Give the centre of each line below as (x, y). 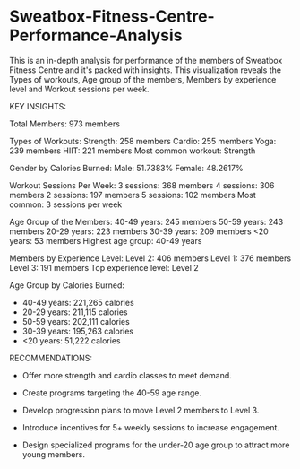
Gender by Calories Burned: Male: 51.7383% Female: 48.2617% (126, 168)
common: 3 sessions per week (66, 204)
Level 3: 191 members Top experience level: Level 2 (104, 267)
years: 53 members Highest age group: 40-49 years (106, 240)
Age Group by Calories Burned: (67, 285)
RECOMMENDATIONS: (51, 358)
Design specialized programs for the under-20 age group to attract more (156, 445)
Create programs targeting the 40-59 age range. (112, 393)
